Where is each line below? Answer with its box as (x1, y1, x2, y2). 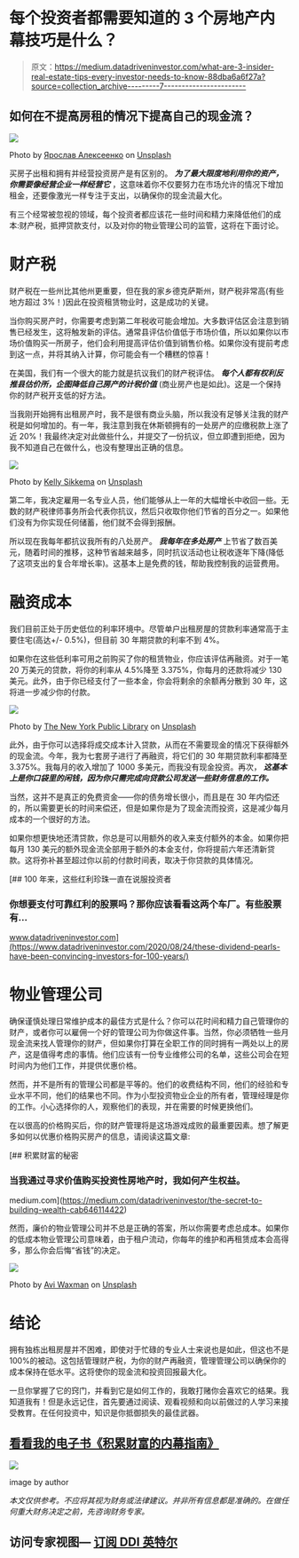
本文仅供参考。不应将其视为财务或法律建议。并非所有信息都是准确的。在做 (9, 1495, 281, 1506)
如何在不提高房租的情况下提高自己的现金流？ (9, 108, 255, 124)
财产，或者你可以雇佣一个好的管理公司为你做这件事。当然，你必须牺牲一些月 (9, 1026, 289, 1037)
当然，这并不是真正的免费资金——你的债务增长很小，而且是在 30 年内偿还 (9, 791, 280, 802)
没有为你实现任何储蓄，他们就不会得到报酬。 (16, 517, 180, 527)
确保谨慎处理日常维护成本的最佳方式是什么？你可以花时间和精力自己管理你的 (9, 1016, 289, 1026)
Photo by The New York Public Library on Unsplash (9, 721, 197, 732)
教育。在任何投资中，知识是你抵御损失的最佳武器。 (16, 1408, 204, 1419)
